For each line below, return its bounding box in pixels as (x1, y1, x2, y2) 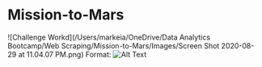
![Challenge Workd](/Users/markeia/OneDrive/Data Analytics (7, 32, 211, 42)
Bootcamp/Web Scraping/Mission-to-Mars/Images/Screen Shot (7, 40, 220, 50)
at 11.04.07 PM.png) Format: (18, 49, 112, 59)
